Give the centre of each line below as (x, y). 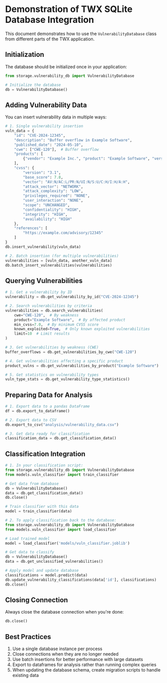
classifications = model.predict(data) (46, 575)
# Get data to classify (30, 552)
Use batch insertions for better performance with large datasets (78, 659)
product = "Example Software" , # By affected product (70, 320)
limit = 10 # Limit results (42, 334)
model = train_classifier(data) (39, 511)
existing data (25, 675)
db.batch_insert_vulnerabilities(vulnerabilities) (59, 265)
